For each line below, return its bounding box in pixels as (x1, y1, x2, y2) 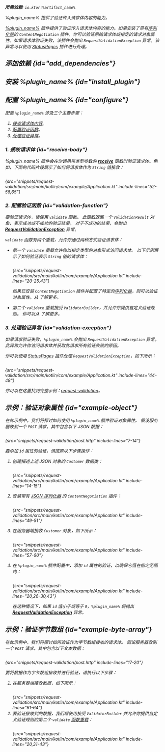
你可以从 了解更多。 (22, 311, 62, 317)
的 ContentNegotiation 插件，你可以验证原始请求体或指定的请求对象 (14, 31, 151, 37)
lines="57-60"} (12, 552, 43, 558)
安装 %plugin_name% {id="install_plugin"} (5, 78, 141, 86)
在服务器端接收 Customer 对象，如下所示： (12, 528, 97, 534)
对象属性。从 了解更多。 (12, 294, 61, 300)
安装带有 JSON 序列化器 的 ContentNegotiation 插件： (12, 493, 122, 499)
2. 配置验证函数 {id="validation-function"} (5, 202, 109, 209)
